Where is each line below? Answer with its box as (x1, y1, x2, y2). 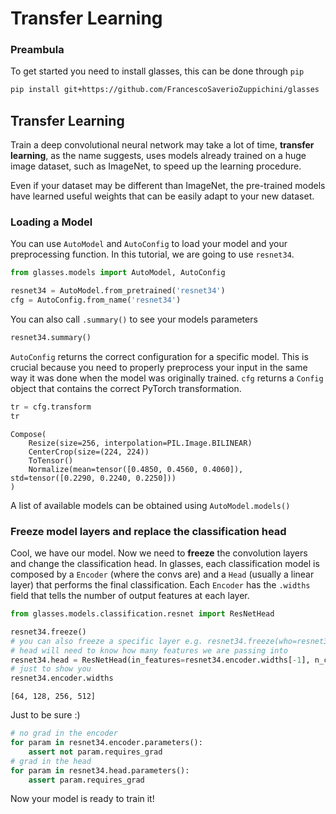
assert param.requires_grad (28, 775, 145, 785)
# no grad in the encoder (10, 728, 118, 739)
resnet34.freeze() (10, 627, 87, 637)
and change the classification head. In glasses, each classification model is (10, 558, 320, 570)
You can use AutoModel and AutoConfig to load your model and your (10, 238, 288, 250)
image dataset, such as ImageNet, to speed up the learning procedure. (10, 160, 302, 172)
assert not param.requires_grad (28, 747, 163, 757)
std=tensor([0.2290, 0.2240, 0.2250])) (10, 473, 177, 483)
